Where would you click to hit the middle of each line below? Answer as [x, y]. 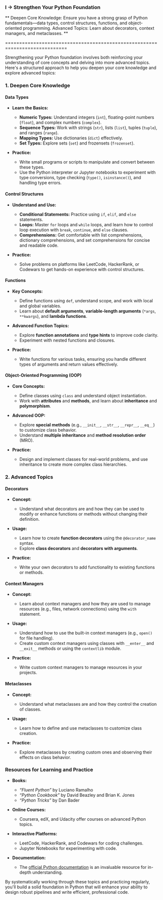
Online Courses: [29, 809]
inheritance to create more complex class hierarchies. [73, 464]
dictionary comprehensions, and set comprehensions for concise [84, 240]
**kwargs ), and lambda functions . [53, 316]
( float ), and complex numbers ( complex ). [60, 123]
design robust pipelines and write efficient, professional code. [67, 892]
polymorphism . [35, 406]
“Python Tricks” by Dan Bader [49, 800]
